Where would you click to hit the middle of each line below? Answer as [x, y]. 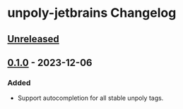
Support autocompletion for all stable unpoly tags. [90, 98]
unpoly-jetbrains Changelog [92, 13]
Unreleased [34, 39]
